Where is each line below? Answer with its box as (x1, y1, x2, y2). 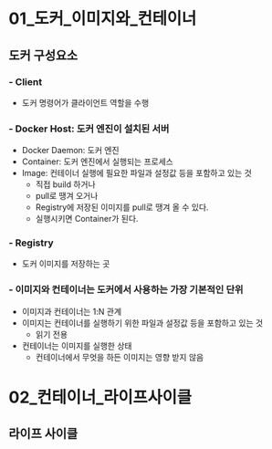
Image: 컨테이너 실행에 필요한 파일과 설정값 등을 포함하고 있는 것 (21, 168, 252, 179)
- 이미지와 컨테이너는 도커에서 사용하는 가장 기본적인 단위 (8, 284, 244, 297)
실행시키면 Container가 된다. (35, 214, 139, 224)
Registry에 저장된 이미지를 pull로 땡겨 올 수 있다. (35, 202, 209, 213)
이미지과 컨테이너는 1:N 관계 (21, 306, 122, 317)
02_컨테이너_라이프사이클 (8, 387, 193, 407)
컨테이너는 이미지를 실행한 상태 (21, 339, 132, 351)
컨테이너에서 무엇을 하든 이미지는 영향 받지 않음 (35, 351, 204, 362)
